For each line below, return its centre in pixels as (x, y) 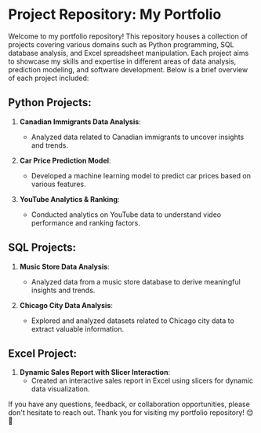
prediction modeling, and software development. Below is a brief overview (128, 69)
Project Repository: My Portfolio (115, 15)
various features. (58, 184)
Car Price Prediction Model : (65, 160)
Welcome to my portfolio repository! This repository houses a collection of (128, 36)
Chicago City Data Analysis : (66, 305)
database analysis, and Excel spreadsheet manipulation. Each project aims (129, 53)
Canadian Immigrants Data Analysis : (80, 121)
